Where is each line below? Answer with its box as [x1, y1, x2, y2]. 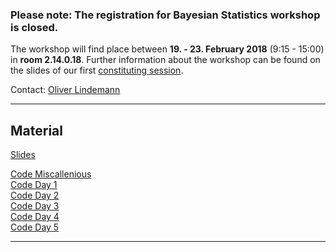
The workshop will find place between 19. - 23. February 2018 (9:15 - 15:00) [10, 43, 325, 55]
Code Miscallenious [10, 168, 92, 180]
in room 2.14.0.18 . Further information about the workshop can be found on [10, 54, 321, 66]
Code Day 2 [10, 189, 60, 202]
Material [10, 122, 63, 139]
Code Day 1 [10, 179, 58, 191]
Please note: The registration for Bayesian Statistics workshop [10, 8, 321, 22]
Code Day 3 [10, 200, 60, 212]
